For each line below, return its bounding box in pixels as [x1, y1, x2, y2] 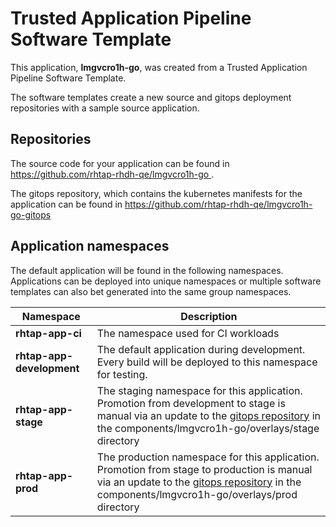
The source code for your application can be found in [10, 157, 230, 169]
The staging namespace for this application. [96, 383, 303, 397]
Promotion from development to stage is [96, 396, 286, 410]
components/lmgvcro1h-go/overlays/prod [96, 487, 298, 501]
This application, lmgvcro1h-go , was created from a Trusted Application [10, 61, 308, 73]
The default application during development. [96, 342, 306, 356]
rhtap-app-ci [15, 326, 82, 340]
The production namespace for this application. [96, 450, 320, 464]
